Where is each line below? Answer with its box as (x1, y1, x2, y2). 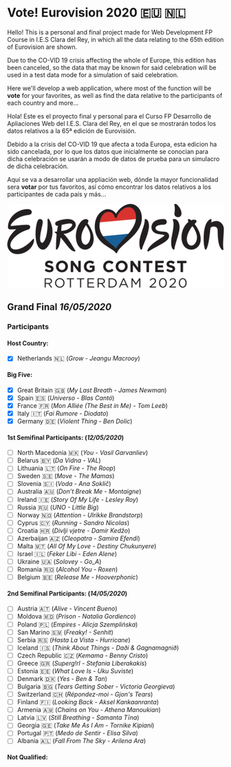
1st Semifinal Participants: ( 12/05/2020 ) (7, 433, 124, 442)
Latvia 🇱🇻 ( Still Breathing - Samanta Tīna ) (16, 713, 140, 722)
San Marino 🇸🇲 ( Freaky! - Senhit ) (16, 628, 113, 636)
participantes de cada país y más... (7, 190, 107, 198)
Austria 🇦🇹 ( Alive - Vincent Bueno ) (16, 604, 118, 613)
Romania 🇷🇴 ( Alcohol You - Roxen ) (16, 565, 118, 573)
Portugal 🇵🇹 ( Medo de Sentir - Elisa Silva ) (16, 729, 139, 737)
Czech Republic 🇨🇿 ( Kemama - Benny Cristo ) (16, 651, 148, 659)
